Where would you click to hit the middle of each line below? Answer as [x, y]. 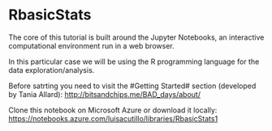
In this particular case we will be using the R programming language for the [134, 61]
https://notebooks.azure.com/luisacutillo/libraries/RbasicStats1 [113, 118]
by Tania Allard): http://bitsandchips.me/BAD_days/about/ [105, 94]
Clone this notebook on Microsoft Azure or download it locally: [113, 110]
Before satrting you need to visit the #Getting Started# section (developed [132, 86]
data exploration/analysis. [52, 70]
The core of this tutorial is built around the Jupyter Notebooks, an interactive [136, 37]
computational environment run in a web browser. [91, 45]
